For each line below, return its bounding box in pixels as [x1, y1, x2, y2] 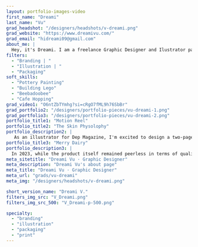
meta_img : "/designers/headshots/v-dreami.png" [6, 178, 126, 184]
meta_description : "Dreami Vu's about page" [6, 162, 117, 168]
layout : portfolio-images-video [6, 8, 85, 15]
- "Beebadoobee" [11, 91, 51, 96]
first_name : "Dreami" [6, 14, 60, 20]
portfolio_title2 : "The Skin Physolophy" [6, 123, 110, 129]
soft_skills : [6, 74, 38, 80]
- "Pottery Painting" [11, 80, 65, 86]
